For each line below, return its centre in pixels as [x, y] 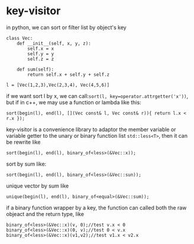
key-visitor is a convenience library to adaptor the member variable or [91, 129]
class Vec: [20, 38]
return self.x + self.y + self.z [69, 75]
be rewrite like [23, 142]
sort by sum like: [26, 164]
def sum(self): [35, 69]
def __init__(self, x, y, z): [54, 43]
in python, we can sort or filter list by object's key [66, 27]
